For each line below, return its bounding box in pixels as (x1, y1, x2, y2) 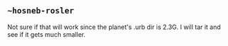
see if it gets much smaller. (7, 30, 86, 38)
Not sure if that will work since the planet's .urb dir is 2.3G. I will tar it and (7, 23, 221, 31)
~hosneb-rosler (7, 6, 74, 16)
